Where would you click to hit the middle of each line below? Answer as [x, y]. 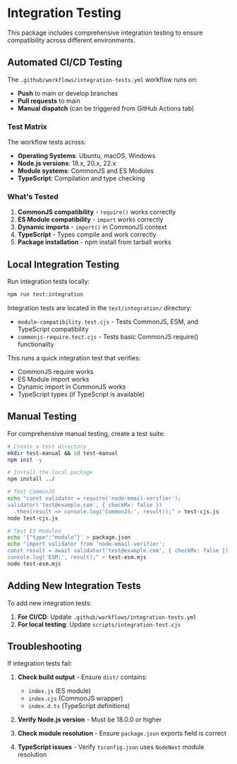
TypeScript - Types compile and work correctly [87, 234]
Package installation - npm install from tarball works [94, 242]
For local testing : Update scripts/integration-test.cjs [99, 624]
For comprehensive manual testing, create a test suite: [86, 433]
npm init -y [25, 460]
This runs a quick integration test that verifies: [74, 358]
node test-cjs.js [33, 518]
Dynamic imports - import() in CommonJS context [92, 227]
